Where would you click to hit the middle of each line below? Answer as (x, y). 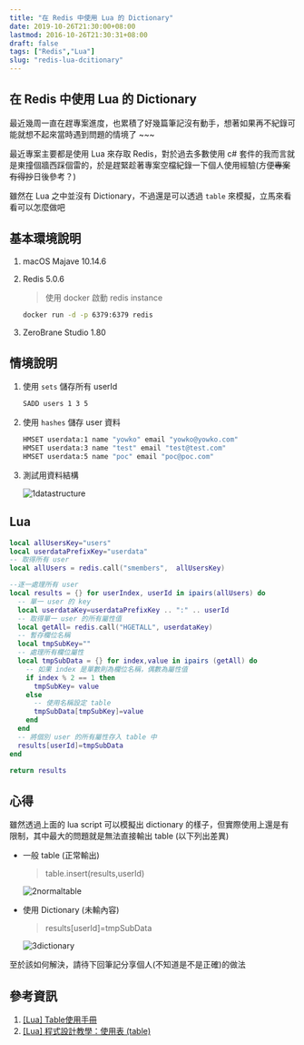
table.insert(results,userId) (95, 874)
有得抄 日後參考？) (43, 176)
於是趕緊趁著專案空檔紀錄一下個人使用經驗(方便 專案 (194, 165)
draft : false (34, 43)
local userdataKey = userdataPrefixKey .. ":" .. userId (123, 610)
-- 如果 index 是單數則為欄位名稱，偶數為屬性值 (107, 669)
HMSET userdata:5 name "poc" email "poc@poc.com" (118, 456)
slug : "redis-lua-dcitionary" (67, 60)
